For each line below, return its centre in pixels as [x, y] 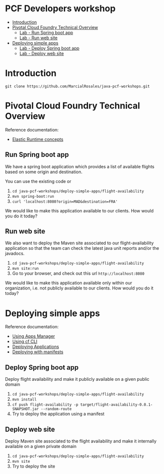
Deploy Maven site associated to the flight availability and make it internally [81, 441]
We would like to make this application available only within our [69, 283]
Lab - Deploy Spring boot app [49, 48]
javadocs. [15, 254]
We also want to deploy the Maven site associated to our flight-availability [80, 243]
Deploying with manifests [38, 352]
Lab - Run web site [38, 38]
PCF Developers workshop [60, 9]
